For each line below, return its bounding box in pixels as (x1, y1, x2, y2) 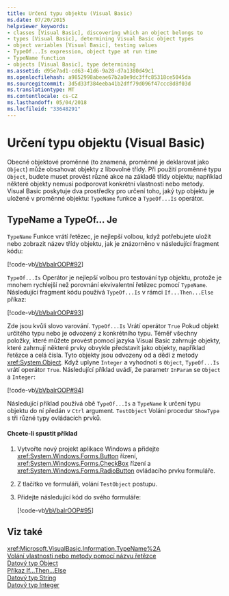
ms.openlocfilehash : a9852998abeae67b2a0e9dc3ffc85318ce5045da (7, 73, 191, 81)
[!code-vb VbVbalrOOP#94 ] (7, 386, 84, 394)
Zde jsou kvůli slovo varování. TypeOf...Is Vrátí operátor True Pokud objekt (7, 321, 219, 330)
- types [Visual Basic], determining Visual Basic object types (7, 36, 194, 42)
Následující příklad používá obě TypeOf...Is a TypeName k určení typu (7, 399, 201, 408)
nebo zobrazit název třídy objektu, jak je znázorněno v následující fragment (7, 239, 219, 247)
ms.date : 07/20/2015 (7, 16, 66, 23)
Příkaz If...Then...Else (7, 566, 66, 574)
